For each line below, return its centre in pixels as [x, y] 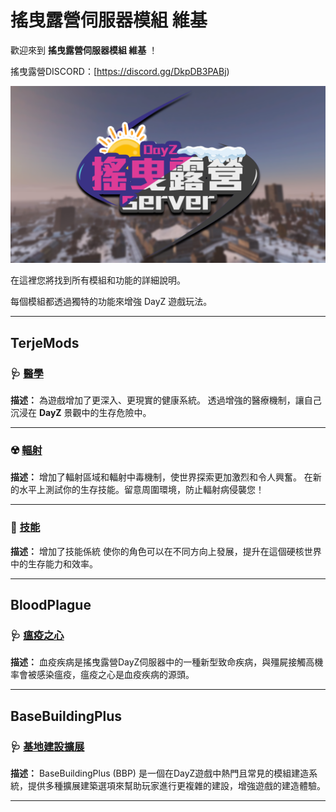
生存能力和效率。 [62, 563]
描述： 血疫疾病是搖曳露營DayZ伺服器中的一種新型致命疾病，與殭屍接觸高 [162, 662]
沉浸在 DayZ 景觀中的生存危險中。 [81, 413]
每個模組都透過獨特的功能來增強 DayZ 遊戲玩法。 [111, 302]
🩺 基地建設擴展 [47, 746]
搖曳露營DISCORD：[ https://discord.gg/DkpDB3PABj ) [120, 71]
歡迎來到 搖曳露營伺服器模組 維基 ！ [84, 50]
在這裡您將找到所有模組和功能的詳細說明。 [98, 280]
